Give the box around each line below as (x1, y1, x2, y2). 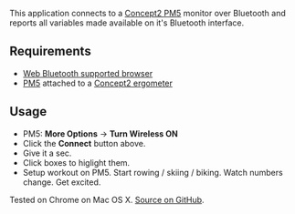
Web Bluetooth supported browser (22, 67, 153, 78)
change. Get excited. (22, 177, 101, 188)
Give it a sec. (22, 148, 72, 158)
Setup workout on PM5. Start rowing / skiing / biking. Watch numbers (22, 167, 283, 178)
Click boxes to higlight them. (22, 157, 131, 168)
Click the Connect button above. (22, 138, 146, 148)
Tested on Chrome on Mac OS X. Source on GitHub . (9, 194, 205, 205)
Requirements (9, 44, 91, 59)
